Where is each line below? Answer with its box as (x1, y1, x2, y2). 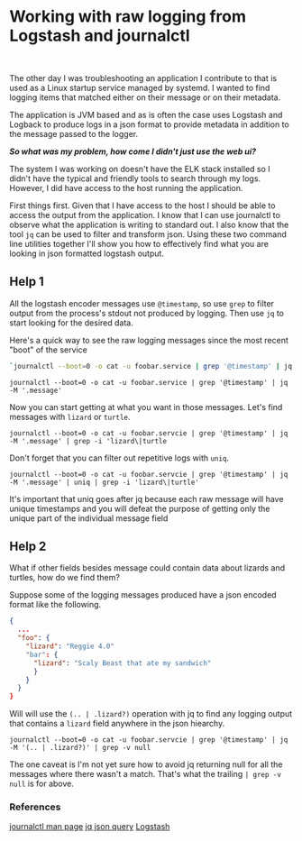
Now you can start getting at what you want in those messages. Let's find (9, 401, 283, 412)
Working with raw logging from (9, 6, 246, 27)
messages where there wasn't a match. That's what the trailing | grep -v (9, 769, 282, 780)
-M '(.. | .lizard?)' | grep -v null (9, 744, 151, 753)
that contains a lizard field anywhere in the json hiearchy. (9, 718, 225, 729)
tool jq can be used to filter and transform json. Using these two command (9, 228, 287, 240)
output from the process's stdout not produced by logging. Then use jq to (9, 307, 285, 318)
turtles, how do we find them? (9, 572, 120, 583)
